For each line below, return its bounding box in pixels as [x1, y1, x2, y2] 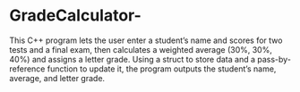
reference [9, 63, 46, 74]
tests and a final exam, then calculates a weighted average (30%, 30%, [9, 44, 273, 54]
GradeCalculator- [9, 5, 141, 26]
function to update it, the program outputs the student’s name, [47, 63, 277, 74]
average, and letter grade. [9, 72, 106, 83]
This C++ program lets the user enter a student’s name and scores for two [9, 35, 283, 46]
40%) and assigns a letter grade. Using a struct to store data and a [9, 54, 256, 64]
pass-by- [256, 54, 291, 64]
